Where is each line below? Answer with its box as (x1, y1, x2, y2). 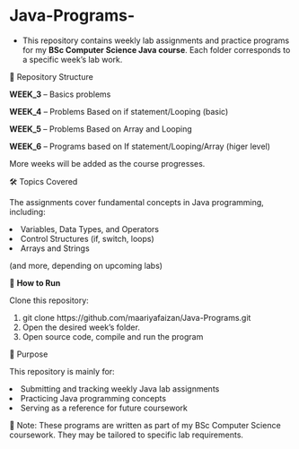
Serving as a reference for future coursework (21, 402, 189, 413)
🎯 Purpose (9, 349, 48, 359)
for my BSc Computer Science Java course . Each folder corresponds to (22, 44, 291, 55)
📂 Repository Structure (9, 71, 94, 82)
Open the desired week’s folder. (22, 322, 141, 332)
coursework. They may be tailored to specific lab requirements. (9, 429, 244, 440)
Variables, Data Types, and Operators (21, 223, 160, 234)
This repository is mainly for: (9, 366, 115, 376)
